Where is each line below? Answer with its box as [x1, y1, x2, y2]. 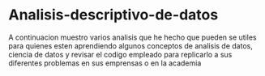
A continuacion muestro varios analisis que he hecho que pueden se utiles [8, 32, 257, 42]
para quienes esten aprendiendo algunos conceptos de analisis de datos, [8, 40, 253, 50]
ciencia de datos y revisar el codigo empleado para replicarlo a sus [8, 49, 233, 59]
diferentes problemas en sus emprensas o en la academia [8, 58, 202, 68]
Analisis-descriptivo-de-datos [8, 6, 219, 24]
